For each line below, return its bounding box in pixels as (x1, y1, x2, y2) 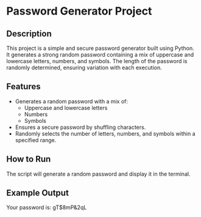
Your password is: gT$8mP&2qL (6, 204, 87, 211)
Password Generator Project (6, 4, 152, 18)
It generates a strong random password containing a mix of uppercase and (6, 51, 194, 58)
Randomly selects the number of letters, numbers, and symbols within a (15, 129, 196, 137)
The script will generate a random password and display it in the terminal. (6, 170, 191, 177)
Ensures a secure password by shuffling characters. (15, 123, 146, 131)
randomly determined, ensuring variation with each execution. (6, 64, 163, 71)
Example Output (6, 188, 69, 198)
